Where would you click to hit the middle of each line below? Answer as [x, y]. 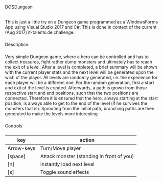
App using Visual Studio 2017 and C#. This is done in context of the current [81, 27]
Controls [14, 126]
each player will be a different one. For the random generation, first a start [80, 83]
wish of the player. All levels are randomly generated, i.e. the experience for [81, 78]
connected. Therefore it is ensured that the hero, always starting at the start [81, 98]
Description [17, 44]
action [87, 140]
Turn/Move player [60, 148]
